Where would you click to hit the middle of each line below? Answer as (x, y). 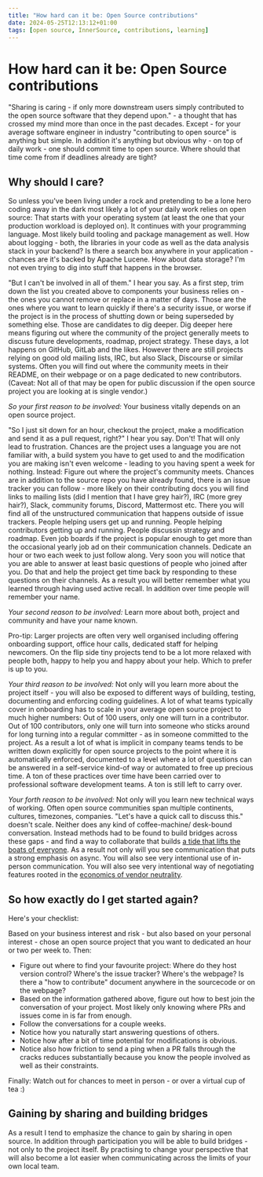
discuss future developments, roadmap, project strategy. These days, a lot (128, 342)
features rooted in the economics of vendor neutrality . (95, 875)
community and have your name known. (73, 620)
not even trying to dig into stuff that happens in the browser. (105, 268)
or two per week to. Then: (50, 950)
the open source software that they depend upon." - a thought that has (122, 115)
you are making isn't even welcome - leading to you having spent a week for (131, 463)
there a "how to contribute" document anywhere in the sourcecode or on (137, 981)
